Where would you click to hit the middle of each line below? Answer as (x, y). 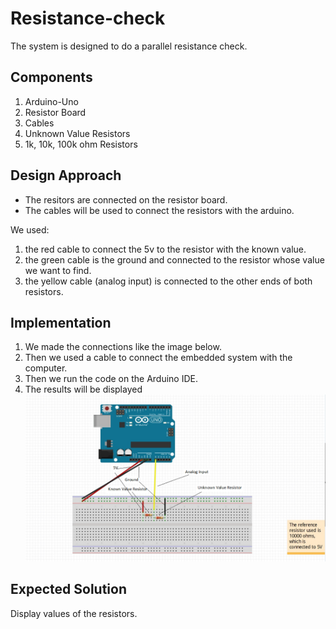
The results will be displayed (83, 389)
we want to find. (58, 270)
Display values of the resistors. (74, 613)
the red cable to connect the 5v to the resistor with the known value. (165, 249)
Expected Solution (68, 589)
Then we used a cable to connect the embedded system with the (158, 358)
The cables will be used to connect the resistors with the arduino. (159, 210)
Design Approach (66, 175)
